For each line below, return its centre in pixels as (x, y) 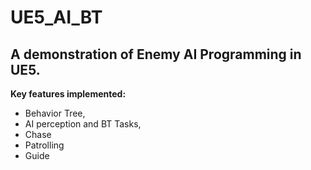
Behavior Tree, (55, 113)
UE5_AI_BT (56, 17)
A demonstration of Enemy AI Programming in (156, 54)
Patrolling (44, 145)
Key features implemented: (68, 94)
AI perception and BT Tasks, (83, 124)
